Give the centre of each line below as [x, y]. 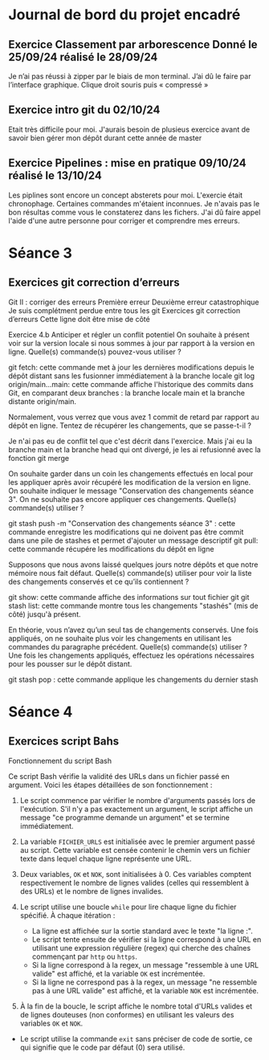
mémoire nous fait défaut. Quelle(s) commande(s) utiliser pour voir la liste [130, 573]
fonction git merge [39, 458]
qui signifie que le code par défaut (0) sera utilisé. [102, 1047]
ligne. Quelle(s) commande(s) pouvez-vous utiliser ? [95, 352]
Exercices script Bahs [63, 742]
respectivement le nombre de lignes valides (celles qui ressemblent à [134, 883]
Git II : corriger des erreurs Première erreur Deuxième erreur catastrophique [134, 302]
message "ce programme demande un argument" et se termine [125, 817]
